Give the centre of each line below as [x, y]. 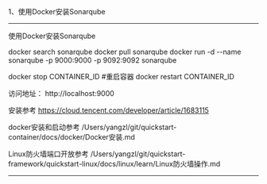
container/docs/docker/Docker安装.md [72, 137]
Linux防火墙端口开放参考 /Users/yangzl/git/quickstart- [97, 154]
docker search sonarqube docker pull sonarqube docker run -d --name [125, 52]
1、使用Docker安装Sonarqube [57, 11]
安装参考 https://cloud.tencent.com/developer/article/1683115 [108, 110]
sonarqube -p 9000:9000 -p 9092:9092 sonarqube [93, 60]
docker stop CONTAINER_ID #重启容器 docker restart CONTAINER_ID [121, 77]
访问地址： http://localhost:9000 [62, 93]
